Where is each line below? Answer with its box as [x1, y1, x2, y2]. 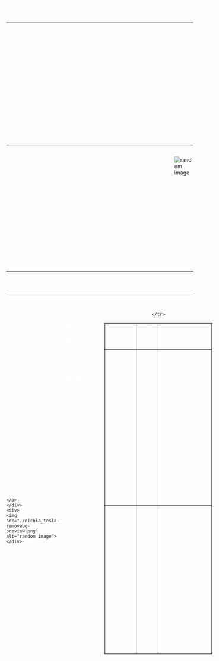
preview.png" [6, 528, 39, 534]
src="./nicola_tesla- [6, 518, 60, 524]
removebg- [6, 523, 31, 529]
